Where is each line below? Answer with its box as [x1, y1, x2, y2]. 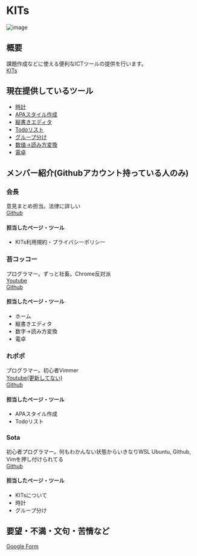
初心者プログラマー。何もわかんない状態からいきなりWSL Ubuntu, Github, [6, 448, 192, 455]
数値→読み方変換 [15, 141, 58, 148]
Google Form [6, 543, 39, 550]
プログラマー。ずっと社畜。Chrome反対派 [6, 270, 111, 277]
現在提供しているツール [6, 86, 94, 96]
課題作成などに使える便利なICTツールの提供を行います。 [6, 60, 147, 67]
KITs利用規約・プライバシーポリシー [15, 239, 106, 246]
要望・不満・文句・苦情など [6, 526, 110, 537]
